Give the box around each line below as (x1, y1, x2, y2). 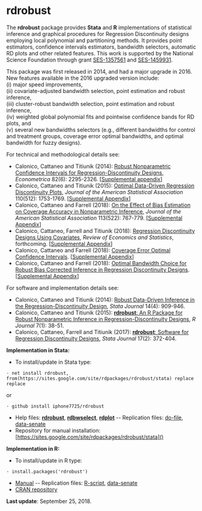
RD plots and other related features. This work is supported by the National (6, 49, 194, 57)
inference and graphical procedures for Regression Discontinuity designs (6, 30, 189, 37)
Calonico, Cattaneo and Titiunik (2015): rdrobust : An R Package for (15, 308, 183, 316)
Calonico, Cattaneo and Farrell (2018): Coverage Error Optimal (15, 246, 171, 254)
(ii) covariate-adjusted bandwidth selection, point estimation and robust (6, 87, 185, 94)
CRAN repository (15, 485, 58, 493)
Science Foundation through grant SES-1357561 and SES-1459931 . (6, 56, 173, 63)
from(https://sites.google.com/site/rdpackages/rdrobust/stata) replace (6, 375, 194, 381)
